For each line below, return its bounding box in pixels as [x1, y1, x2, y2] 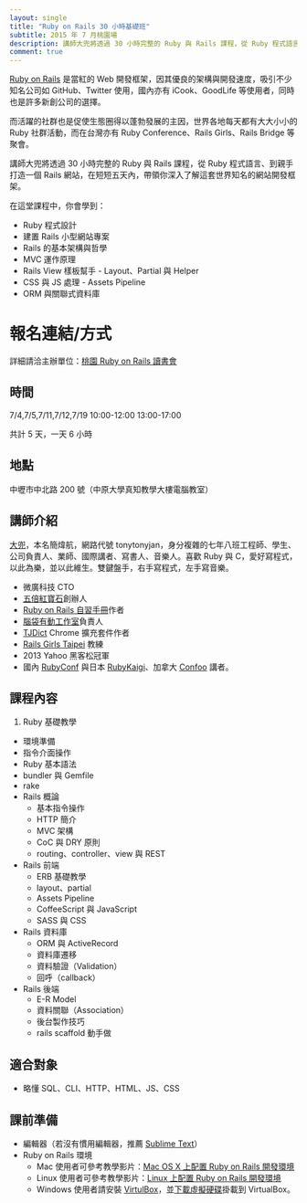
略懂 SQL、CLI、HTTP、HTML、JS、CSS [22, 1083, 180, 1094]
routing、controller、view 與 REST [36, 849, 166, 860]
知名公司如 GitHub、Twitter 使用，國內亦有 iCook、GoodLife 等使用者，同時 [9, 85, 295, 96]
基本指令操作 [36, 803, 85, 814]
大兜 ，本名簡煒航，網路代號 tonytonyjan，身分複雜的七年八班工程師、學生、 [9, 539, 297, 550]
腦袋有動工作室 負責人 [22, 616, 103, 627]
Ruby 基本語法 [22, 759, 78, 770]
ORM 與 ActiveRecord [36, 938, 119, 949]
